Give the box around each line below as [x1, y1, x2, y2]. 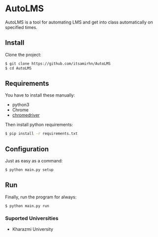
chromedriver [12, 112, 40, 118]
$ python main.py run [5, 203, 50, 209]
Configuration [5, 145, 49, 153]
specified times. [5, 24, 38, 30]
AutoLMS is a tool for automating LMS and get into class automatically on [5, 19, 153, 25]
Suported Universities [5, 215, 59, 222]
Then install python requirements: [5, 122, 74, 128]
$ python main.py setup [5, 167, 54, 172]
